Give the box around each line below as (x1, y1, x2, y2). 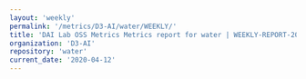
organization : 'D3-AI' (9, 38, 96, 48)
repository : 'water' (9, 47, 88, 56)
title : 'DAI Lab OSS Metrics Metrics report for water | (9, 30, 230, 39)
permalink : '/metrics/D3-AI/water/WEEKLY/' (9, 22, 178, 31)
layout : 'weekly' (9, 13, 76, 23)
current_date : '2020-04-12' (9, 55, 117, 64)
